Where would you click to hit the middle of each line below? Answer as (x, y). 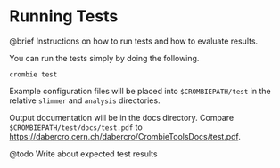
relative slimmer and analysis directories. (85, 100)
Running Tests (64, 16)
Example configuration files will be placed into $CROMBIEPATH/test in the (140, 91)
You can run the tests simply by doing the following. (104, 58)
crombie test (33, 74)
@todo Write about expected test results (83, 154)
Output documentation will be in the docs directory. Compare (122, 117)
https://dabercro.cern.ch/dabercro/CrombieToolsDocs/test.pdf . (125, 136)
